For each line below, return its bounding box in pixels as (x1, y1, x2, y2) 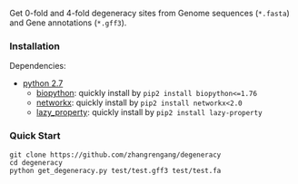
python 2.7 (22, 78, 64, 89)
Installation (9, 40, 61, 53)
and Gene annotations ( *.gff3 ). (9, 17, 127, 28)
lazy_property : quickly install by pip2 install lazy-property (35, 107, 263, 118)
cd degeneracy (9, 158, 64, 167)
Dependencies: (9, 61, 66, 72)
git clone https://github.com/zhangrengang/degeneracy (9, 150, 222, 160)
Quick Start (9, 130, 61, 142)
